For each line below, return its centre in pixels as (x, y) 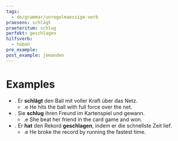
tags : (13, 11)
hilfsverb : (19, 39)
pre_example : (22, 50)
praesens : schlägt (28, 22)
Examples (31, 84)
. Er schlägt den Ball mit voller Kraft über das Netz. (76, 100)
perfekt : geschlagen (31, 33)
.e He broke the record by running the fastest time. (85, 132)
